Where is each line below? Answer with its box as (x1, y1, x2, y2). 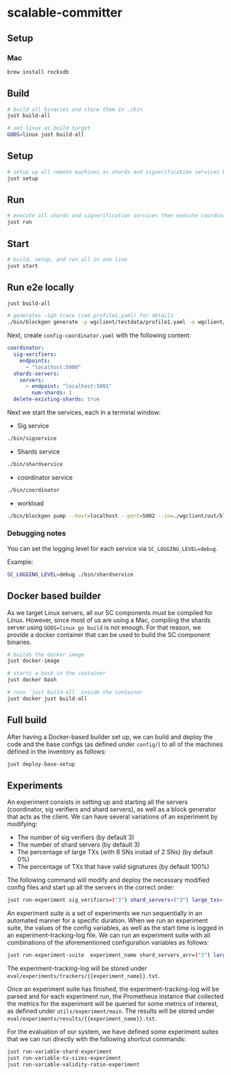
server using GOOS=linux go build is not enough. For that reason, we (7, 623, 201, 632)
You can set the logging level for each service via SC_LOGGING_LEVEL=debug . (7, 544, 218, 552)
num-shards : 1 (32, 390, 72, 396)
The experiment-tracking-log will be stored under (7, 964, 148, 973)
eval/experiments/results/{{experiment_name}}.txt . (7, 1014, 157, 1023)
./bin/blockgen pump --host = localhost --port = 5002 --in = (7, 512, 174, 519)
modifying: (7, 820, 38, 828)
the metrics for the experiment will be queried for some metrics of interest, (7, 1000, 219, 1008)
